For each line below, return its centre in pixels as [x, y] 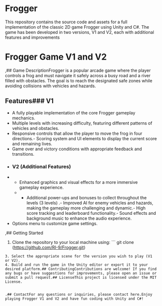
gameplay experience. [41, 187]
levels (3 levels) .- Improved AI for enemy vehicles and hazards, [90, 203]
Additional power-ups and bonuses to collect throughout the [87, 197]
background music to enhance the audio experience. [79, 218]
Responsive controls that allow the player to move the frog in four [77, 133]
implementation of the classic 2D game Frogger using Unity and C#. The [77, 27]
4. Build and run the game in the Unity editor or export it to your [77, 265]
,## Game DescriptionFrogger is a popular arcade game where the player [78, 70]
